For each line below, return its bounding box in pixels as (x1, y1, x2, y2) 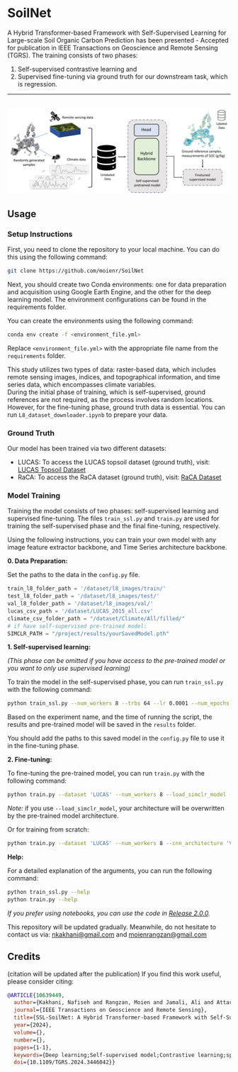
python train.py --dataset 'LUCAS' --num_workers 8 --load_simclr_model (7, 791, 227, 798)
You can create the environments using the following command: (7, 316, 193, 325)
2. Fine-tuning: (7, 755, 52, 764)
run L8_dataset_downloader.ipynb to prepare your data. (7, 410, 168, 419)
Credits (7, 951, 41, 963)
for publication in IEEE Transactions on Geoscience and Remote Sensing (7, 43, 218, 52)
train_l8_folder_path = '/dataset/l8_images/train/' (7, 585, 166, 593)
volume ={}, (13, 1029, 46, 1036)
